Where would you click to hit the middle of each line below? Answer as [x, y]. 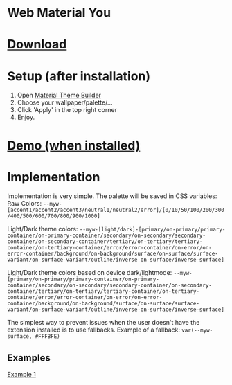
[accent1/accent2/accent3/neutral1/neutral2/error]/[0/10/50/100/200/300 [116, 210]
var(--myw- [197, 330]
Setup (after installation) [79, 76]
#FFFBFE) [47, 337]
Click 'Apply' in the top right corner [67, 110]
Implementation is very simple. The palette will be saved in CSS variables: [112, 196]
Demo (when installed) [74, 145]
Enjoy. [26, 117]
